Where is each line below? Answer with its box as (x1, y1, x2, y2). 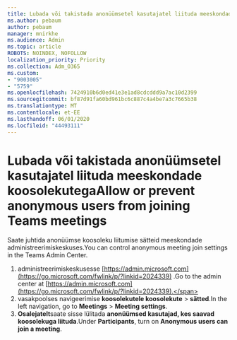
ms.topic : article (7, 43, 61, 50)
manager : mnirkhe (7, 30, 59, 37)
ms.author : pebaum (7, 17, 61, 24)
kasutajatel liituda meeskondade (7, 168, 202, 184)
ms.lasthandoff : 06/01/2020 (7, 115, 90, 122)
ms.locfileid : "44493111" (7, 122, 83, 129)
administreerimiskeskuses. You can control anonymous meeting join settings (7, 243, 228, 252)
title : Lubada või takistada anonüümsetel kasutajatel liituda (7, 10, 197, 18)
